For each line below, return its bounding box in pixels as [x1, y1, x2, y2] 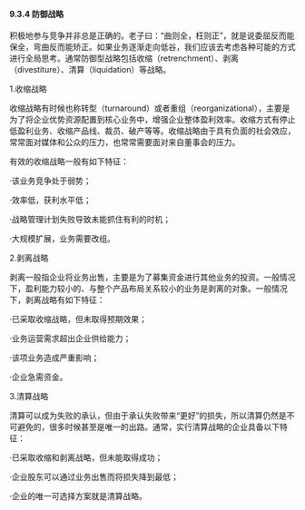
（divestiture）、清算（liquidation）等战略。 [9, 64, 172, 75]
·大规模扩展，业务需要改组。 [9, 233, 116, 244]
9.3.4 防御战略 [9, 8, 64, 19]
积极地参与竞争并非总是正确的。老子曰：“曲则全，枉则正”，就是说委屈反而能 [9, 30, 295, 41]
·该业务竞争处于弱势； [9, 175, 93, 186]
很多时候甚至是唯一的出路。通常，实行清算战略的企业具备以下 [48, 422, 280, 433]
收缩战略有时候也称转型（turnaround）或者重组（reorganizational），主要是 [9, 103, 290, 113]
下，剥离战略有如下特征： [9, 295, 105, 306]
